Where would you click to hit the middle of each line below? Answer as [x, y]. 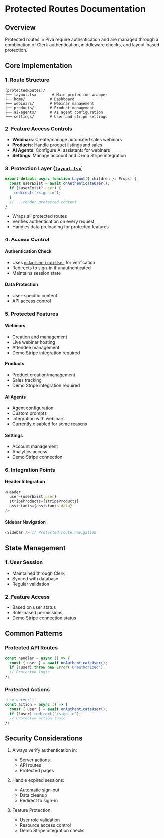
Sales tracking [27, 380]
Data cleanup [33, 795]
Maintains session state [37, 273]
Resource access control [45, 825]
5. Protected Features [32, 314]
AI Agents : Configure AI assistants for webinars [61, 150]
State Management [35, 548]
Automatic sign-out [40, 790]
